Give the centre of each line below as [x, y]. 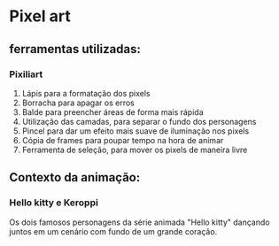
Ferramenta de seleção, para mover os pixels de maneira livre [135, 150]
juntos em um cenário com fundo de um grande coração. [113, 231]
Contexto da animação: [75, 177]
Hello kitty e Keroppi [54, 203]
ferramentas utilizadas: [75, 49]
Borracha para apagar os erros [78, 103]
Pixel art [40, 16]
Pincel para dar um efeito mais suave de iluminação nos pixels [136, 131]
